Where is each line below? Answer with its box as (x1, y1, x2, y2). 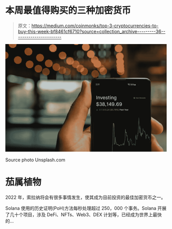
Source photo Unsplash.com (5, 157, 66, 163)
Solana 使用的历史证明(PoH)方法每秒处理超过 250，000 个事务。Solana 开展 (5, 205, 167, 211)
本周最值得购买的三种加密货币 (5, 5, 132, 16)
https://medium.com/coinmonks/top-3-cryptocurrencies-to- (31, 23, 159, 29)
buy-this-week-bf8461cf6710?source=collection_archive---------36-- (17, 28, 166, 34)
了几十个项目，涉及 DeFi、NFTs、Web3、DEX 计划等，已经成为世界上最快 (5, 211, 162, 218)
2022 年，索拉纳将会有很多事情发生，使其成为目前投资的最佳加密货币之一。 (5, 194, 166, 200)
